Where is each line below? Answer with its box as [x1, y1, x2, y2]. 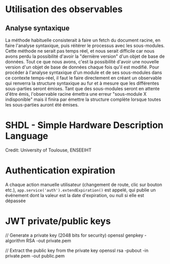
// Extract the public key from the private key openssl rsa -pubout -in [5, 247, 149, 253]
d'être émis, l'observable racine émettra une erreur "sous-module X [5, 91, 147, 97]
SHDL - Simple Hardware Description [5, 120, 163, 131]
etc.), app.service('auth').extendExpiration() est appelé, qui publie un [5, 186, 156, 193]
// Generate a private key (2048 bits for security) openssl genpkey [5, 232, 144, 238]
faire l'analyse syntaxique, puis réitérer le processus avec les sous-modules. [5, 43, 165, 49]
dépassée [5, 198, 26, 204]
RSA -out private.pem [26, 237, 71, 244]
